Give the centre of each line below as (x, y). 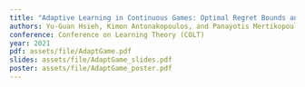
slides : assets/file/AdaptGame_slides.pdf (91, 60)
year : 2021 (30, 43)
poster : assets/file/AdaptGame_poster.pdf (91, 69)
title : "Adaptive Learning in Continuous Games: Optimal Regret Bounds (148, 18)
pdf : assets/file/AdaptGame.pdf (70, 52)
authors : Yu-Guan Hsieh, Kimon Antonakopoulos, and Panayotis (129, 26)
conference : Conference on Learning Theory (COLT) (107, 34)
